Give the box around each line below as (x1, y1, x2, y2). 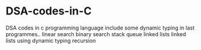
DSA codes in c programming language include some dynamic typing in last (5, 24, 195, 31)
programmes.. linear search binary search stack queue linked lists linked (5, 30, 186, 37)
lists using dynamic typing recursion (5, 37, 96, 44)
